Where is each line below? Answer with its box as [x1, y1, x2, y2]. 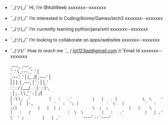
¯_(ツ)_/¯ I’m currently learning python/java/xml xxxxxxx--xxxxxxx [10, 26, 149, 32]
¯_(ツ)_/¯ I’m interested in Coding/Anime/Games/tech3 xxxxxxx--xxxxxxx [10, 15, 163, 21]
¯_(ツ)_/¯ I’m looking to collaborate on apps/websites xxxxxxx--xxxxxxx [10, 37, 160, 43]
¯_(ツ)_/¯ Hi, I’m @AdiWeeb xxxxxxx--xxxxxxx [10, 5, 106, 10]
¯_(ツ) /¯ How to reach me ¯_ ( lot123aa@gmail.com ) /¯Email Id [10, 48, 141, 53]
